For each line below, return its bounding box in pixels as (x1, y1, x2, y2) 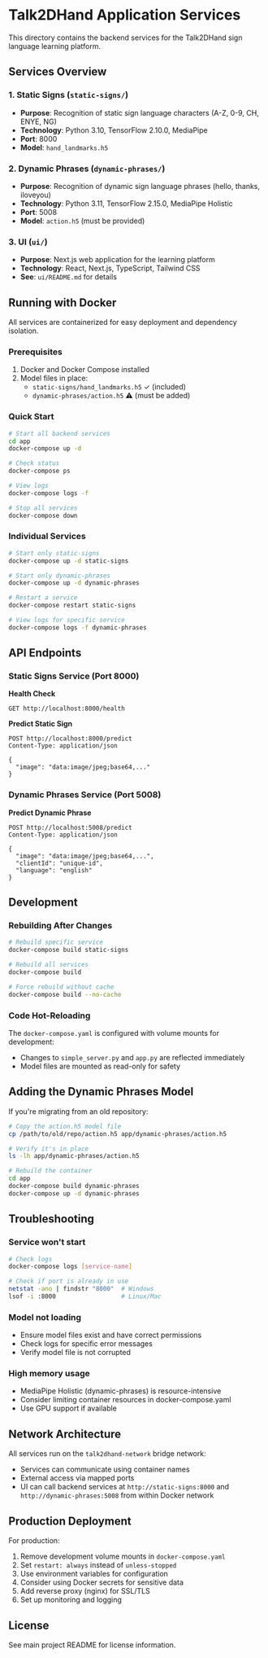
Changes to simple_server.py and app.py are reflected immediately (19, 1053, 245, 1063)
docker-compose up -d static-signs (8, 556, 129, 565)
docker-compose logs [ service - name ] (8, 1262, 132, 1271)
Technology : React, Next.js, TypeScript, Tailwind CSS (19, 263, 201, 274)
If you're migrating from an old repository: (8, 1106, 149, 1116)
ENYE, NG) (19, 116, 57, 126)
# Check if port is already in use (8, 1277, 129, 1286)
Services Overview (8, 65, 107, 79)
